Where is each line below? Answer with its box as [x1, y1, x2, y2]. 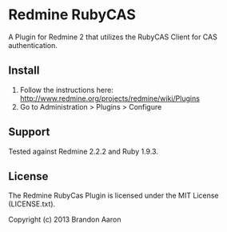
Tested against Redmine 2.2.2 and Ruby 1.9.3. [8, 146, 158, 156]
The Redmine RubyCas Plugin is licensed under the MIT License [8, 190, 219, 201]
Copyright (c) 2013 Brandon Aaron [8, 214, 121, 225]
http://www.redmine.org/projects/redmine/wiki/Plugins [19, 94, 200, 103]
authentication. [8, 40, 58, 50]
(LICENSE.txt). [8, 199, 56, 209]
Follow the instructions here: [19, 85, 113, 94]
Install [8, 64, 40, 78]
